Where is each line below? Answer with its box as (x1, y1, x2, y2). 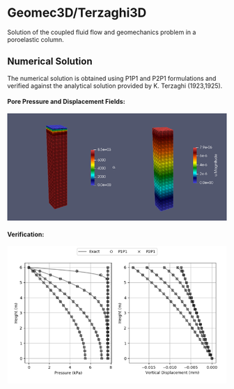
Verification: (7, 230, 45, 238)
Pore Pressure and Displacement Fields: (7, 98, 125, 106)
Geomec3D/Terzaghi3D (7, 5, 147, 21)
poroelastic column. (7, 35, 64, 43)
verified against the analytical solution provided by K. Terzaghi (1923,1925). (7, 82, 223, 90)
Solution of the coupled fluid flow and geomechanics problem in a (7, 28, 196, 36)
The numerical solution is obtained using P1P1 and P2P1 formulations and (7, 74, 217, 82)
